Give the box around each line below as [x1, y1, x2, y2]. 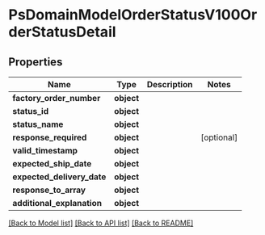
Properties [8, 55, 63, 69]
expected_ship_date [12, 158, 92, 169]
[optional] [200, 132, 238, 143]
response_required [12, 132, 87, 143]
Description [146, 79, 193, 90]
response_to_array [12, 184, 86, 195]
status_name [12, 119, 64, 130]
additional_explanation [12, 198, 103, 208]
